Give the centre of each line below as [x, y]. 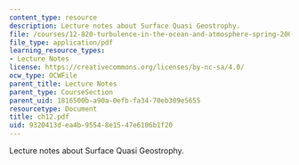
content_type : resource [53, 17]
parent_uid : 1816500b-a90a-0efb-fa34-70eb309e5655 [105, 100]
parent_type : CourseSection [61, 92]
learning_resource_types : [57, 51]
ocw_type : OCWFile [43, 76]
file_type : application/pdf [61, 42]
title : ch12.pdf [39, 117]
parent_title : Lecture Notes [63, 84]
